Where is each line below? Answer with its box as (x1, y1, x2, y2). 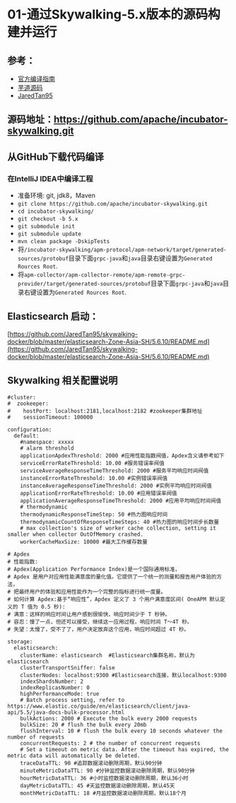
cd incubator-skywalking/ (17, 208, 94, 216)
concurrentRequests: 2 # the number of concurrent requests (20, 739, 201, 746)
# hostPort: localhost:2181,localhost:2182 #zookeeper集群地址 (7, 407, 203, 414)
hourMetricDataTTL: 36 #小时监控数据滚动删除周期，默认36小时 (20, 775, 189, 782)
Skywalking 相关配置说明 (7, 375, 118, 387)
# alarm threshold (20, 445, 74, 452)
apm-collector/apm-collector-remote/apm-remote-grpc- (23, 271, 186, 279)
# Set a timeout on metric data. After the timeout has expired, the (20, 746, 230, 753)
